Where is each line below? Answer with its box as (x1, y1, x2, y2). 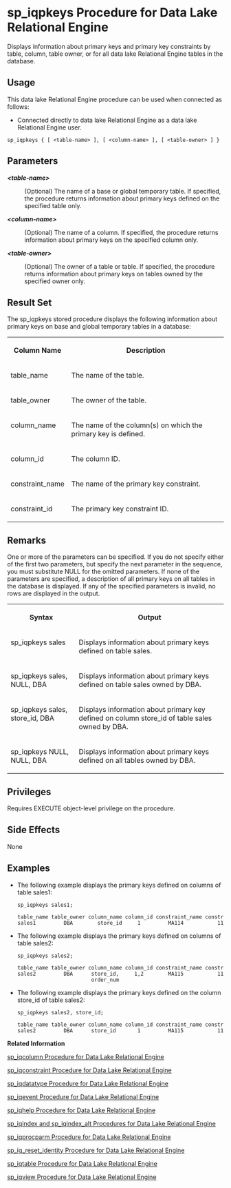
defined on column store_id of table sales (78, 713, 212, 723)
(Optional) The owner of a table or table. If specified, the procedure (24, 262, 215, 270)
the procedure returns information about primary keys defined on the (24, 194, 220, 203)
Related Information (7, 1039, 65, 1047)
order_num (91, 976, 120, 983)
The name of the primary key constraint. (71, 479, 201, 489)
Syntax (30, 613, 54, 622)
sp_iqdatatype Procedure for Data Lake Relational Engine (7, 1079, 168, 1087)
